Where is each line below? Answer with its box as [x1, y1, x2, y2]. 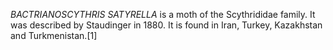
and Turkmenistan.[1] [10, 30, 98, 41]
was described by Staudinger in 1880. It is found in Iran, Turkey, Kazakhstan [10, 19, 323, 31]
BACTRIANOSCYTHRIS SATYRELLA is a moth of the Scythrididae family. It [10, 9, 316, 20]
